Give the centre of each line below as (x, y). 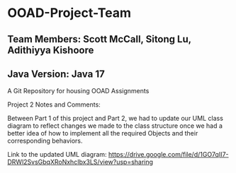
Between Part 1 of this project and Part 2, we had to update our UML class (115, 119)
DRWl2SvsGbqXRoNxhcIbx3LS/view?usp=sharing (80, 162)
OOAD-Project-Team (69, 13)
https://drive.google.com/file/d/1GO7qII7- (169, 155)
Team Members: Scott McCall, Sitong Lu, (99, 39)
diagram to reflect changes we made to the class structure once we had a (115, 126)
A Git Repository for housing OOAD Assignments (78, 91)
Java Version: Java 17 (56, 74)
